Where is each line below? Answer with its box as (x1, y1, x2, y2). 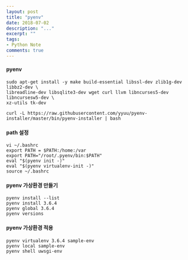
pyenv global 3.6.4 (6, 206, 55, 212)
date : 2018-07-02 (6, 20, 49, 26)
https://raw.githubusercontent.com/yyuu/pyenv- (27, 110, 148, 116)
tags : (6, 36, 20, 42)
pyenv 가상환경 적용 (6, 224, 54, 231)
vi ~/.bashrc (6, 142, 39, 149)
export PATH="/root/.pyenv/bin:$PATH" (6, 153, 102, 159)
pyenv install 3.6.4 (6, 201, 58, 206)
